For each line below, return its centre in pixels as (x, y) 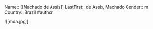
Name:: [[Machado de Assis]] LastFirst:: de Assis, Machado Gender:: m (76, 7)
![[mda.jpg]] (17, 22)
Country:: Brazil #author (29, 12)
